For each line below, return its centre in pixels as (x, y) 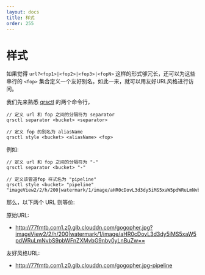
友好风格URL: (23, 253)
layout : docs (23, 12)
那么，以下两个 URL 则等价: (41, 202)
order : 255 (20, 23)
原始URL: (18, 216)
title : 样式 (20, 18)
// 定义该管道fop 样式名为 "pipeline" (51, 179)
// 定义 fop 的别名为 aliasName (45, 132)
